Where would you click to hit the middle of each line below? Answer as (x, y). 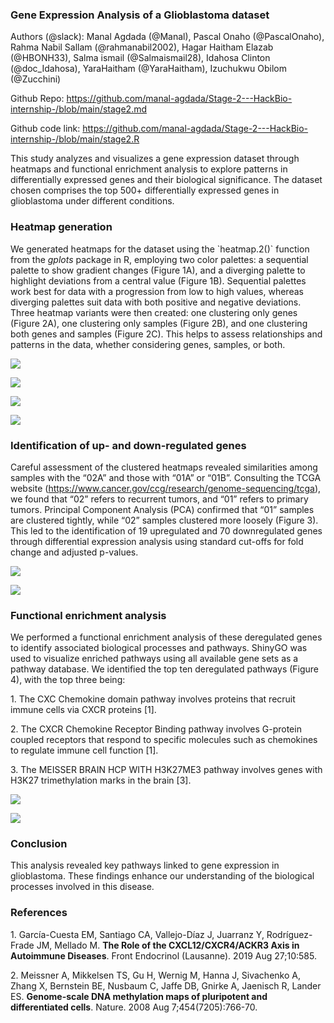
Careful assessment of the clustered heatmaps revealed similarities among (164, 467)
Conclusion (39, 844)
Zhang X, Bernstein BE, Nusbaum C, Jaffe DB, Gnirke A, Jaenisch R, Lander (166, 985)
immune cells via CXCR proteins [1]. (83, 710)
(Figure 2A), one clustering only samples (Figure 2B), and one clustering (159, 323)
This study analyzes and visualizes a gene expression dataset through (155, 159)
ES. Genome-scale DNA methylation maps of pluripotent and (139, 996)
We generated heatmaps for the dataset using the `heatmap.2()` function (160, 249)
